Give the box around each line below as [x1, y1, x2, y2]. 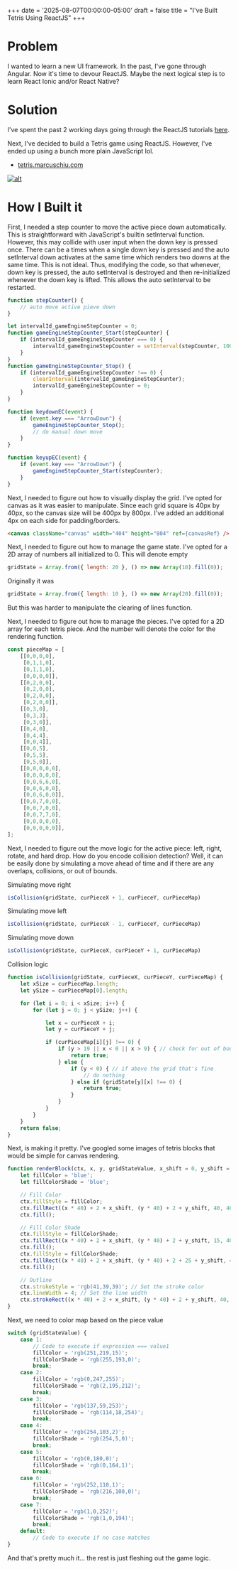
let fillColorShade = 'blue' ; [20, 1179, 110, 1186]
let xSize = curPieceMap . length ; [20, 981, 119, 988]
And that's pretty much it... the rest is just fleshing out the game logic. [7, 1553, 211, 1562]
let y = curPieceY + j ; [45, 1026, 115, 1033]
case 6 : [20, 1474, 42, 1482]
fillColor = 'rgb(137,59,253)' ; [33, 1402, 129, 1409]
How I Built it [7, 199, 83, 215]
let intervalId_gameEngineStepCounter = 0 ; [7, 323, 138, 330]
